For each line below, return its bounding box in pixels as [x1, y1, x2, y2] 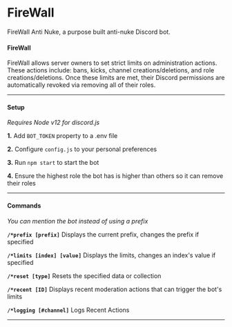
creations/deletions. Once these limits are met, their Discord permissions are [7, 74, 225, 82]
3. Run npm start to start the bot [7, 159, 99, 167]
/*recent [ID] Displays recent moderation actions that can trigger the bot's [7, 285, 222, 293]
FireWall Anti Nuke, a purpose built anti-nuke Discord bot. [7, 28, 171, 36]
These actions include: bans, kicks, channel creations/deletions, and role [7, 66, 215, 75]
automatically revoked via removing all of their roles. [7, 81, 156, 89]
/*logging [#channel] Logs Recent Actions [7, 306, 130, 314]
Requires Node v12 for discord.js [7, 119, 100, 127]
